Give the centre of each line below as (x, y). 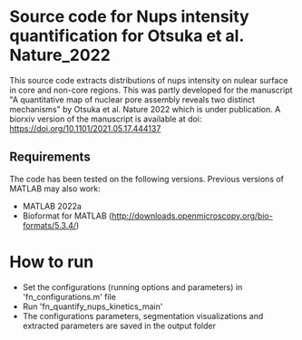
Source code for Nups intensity (129, 17)
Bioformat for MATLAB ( (67, 216)
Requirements (50, 157)
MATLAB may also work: (55, 189)
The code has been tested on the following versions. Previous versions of (146, 179)
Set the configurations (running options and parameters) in (132, 287)
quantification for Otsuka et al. (127, 36)
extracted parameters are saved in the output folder (119, 325)
